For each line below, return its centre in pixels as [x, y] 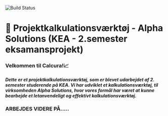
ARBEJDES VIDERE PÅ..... [37, 109]
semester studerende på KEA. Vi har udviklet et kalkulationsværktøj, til [82, 85]
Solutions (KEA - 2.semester [66, 39]
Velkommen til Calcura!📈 [37, 66]
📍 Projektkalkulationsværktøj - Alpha [84, 28]
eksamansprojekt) [44, 50]
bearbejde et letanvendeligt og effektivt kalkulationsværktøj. [71, 95]
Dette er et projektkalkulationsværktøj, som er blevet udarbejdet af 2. [80, 79]
